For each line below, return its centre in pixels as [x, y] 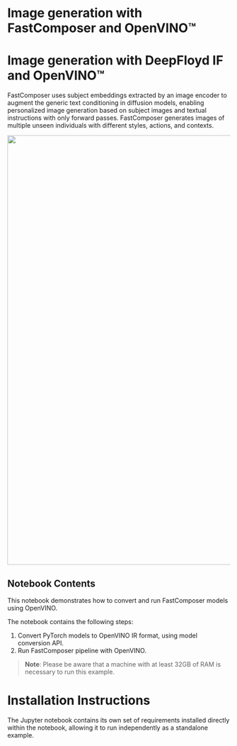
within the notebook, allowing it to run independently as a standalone [108, 728]
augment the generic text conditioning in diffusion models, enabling [106, 103]
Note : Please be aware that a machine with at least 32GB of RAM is [123, 664]
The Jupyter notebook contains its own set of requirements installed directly [118, 720]
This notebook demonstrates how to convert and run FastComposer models [118, 600]
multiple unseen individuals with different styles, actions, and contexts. [111, 126]
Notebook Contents [51, 583]
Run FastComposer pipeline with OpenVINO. [82, 650]
